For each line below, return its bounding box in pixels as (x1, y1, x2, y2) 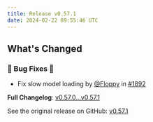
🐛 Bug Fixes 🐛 (7, 64, 54, 74)
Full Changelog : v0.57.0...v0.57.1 (7, 93, 100, 102)
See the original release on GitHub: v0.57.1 (7, 107, 129, 116)
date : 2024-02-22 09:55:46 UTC (7, 17, 99, 24)
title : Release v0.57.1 (7, 10, 77, 18)
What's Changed (7, 43, 82, 55)
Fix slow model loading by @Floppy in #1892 (17, 80, 147, 88)
